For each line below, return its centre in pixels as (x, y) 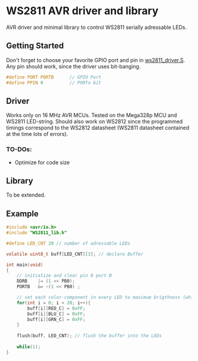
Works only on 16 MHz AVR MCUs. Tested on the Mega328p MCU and (92, 115)
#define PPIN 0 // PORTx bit (54, 83)
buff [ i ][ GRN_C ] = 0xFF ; (56, 319)
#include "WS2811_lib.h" (37, 233)
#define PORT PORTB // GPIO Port (54, 77)
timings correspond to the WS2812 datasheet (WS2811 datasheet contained (98, 128)
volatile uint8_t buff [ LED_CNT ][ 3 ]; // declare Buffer (75, 254)
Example (22, 214)
